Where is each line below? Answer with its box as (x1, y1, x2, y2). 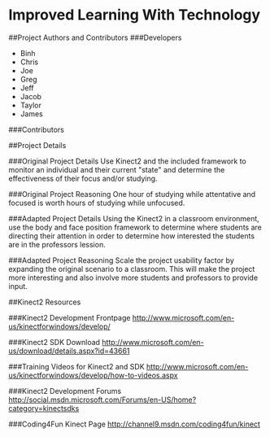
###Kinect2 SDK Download (8, 337, 100, 347)
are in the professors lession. (8, 239, 106, 249)
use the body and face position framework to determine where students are (8, 222, 262, 232)
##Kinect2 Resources (8, 297, 81, 307)
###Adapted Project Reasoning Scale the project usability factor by (8, 255, 234, 265)
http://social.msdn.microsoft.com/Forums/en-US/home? (8, 395, 197, 404)
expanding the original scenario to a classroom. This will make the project (8, 264, 255, 273)
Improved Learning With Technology (8, 6, 261, 24)
